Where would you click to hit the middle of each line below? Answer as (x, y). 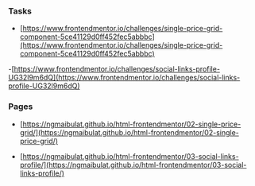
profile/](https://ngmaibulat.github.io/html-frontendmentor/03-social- (133, 165)
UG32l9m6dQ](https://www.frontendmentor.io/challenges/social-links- (124, 78)
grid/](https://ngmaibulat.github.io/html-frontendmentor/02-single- (129, 132)
